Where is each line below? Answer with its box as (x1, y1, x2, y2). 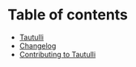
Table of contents (7, 6, 129, 24)
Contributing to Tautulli (19, 49, 96, 59)
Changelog (19, 40, 57, 50)
